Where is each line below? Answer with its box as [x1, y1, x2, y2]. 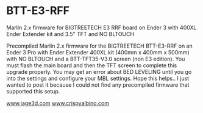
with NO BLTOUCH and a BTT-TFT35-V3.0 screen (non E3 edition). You [6, 55, 185, 62]
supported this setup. [6, 87, 60, 95]
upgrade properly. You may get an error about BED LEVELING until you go [6, 68, 192, 75]
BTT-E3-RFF [6, 4, 70, 18]
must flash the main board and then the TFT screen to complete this [6, 62, 177, 69]
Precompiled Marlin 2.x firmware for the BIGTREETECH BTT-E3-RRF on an [6, 42, 193, 49]
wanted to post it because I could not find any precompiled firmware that [6, 81, 190, 89]
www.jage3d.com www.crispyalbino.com [6, 99, 110, 107]
